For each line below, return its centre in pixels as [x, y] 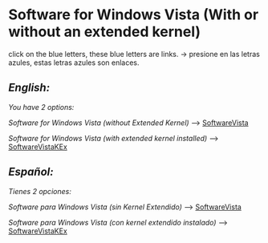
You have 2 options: [41, 107]
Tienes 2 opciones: [40, 191]
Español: [31, 172]
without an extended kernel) [105, 32]
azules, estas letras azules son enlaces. [74, 63]
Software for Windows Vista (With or [134, 15]
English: [29, 88]
